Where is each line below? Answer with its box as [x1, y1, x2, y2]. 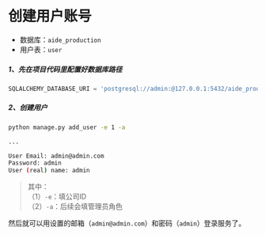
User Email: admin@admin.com [8, 152, 104, 160]
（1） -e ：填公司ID [27, 191, 87, 202]
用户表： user [19, 44, 63, 54]
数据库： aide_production [19, 35, 101, 44]
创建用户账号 [8, 7, 93, 25]
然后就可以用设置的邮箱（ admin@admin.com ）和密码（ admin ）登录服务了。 [8, 218, 246, 228]
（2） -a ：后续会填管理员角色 [27, 202, 123, 211]
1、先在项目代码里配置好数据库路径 [8, 64, 123, 74]
